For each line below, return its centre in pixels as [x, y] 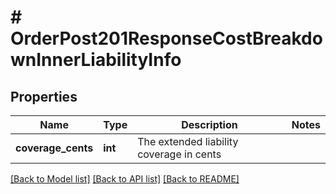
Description [209, 124]
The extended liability [188, 141]
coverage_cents [54, 148]
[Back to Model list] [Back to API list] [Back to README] [125, 179]
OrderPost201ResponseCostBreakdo [166, 38]
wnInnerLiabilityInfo [96, 60]
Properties [44, 96]
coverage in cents [179, 154]
